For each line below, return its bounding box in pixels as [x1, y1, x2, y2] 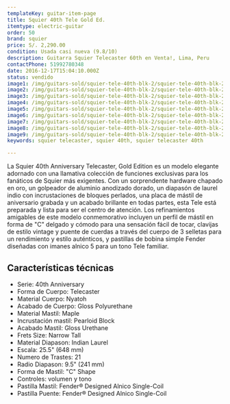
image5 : [7, 105, 29, 112]
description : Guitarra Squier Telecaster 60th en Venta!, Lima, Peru [7, 55, 210, 62]
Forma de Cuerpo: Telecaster [16, 287, 101, 295]
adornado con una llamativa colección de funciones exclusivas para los [7, 169, 209, 178]
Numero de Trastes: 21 [16, 353, 81, 361]
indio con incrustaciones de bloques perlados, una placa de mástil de [7, 191, 203, 199]
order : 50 [7, 29, 36, 36]
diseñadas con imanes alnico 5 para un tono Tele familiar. [7, 242, 169, 251]
